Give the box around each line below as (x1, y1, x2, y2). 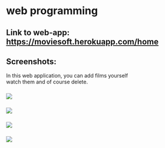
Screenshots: (6, 56, 57, 66)
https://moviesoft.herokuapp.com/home (6, 36, 159, 46)
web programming (6, 4, 98, 18)
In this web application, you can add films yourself (6, 72, 128, 79)
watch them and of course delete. (6, 78, 88, 86)
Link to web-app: (6, 28, 70, 38)
